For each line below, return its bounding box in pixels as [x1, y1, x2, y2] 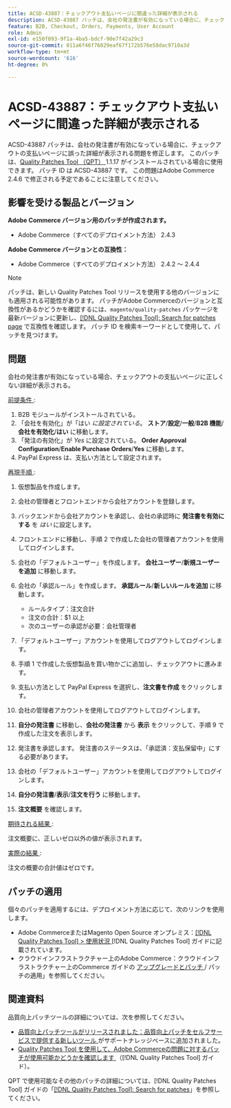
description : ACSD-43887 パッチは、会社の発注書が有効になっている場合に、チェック [8, 17, 225, 23]
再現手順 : [8, 468, 36, 477]
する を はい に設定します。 [17, 521, 96, 529]
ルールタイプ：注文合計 [27, 605, 95, 613]
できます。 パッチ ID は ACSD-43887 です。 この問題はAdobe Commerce [8, 166, 215, 174]
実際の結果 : [8, 849, 42, 857]
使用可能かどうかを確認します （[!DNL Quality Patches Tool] [30, 1053, 201, 1061]
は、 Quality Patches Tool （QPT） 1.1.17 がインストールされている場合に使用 [8, 157, 223, 166]
